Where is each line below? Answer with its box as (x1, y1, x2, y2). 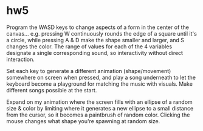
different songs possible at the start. (6, 86, 97, 94)
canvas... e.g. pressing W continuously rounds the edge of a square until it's (6, 30, 198, 37)
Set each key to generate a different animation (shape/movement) (6, 67, 171, 74)
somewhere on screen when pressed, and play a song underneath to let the (6, 74, 196, 81)
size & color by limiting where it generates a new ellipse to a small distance (6, 104, 194, 112)
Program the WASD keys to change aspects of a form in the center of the (6, 24, 190, 31)
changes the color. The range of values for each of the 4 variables (6, 43, 172, 50)
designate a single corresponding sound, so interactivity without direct (6, 49, 184, 56)
